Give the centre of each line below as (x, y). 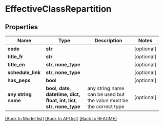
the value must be (108, 100)
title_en (16, 64)
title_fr (15, 57)
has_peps (19, 80)
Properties (21, 27)
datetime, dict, (63, 94)
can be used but (106, 94)
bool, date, (58, 88)
